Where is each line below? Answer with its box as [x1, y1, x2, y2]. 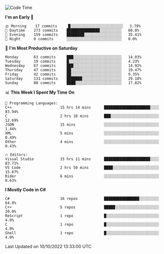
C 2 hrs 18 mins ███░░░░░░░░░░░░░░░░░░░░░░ [5, 113, 160, 118]
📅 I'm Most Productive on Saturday [5, 45, 78, 51]
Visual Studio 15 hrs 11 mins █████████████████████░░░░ [5, 157, 160, 162]
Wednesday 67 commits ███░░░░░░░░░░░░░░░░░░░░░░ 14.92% [5, 63, 141, 68]
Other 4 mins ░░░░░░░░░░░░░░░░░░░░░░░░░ [5, 140, 160, 144]
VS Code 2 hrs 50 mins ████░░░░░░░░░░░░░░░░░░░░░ [5, 165, 160, 170]
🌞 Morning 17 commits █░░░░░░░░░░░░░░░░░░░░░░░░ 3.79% [5, 24, 141, 28]
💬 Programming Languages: [5, 101, 58, 106]
